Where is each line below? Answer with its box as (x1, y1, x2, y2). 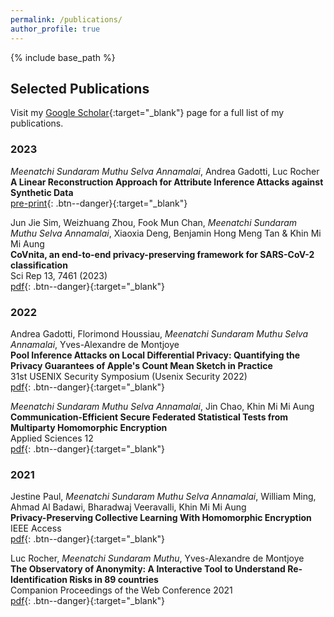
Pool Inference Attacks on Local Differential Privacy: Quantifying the (10, 349, 301, 361)
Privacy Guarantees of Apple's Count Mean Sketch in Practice (10, 359, 273, 371)
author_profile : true (10, 24, 101, 34)
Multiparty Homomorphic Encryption (10, 421, 168, 433)
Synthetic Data (10, 186, 74, 198)
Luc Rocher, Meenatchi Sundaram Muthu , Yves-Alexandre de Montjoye (10, 552, 305, 565)
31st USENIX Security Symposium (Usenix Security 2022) (10, 370, 248, 382)
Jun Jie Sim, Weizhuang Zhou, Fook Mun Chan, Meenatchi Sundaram (10, 216, 298, 228)
